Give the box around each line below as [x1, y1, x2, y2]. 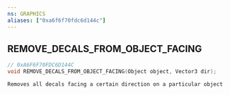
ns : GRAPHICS [7, 10, 46, 18]
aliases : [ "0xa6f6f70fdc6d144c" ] [7, 17, 106, 24]
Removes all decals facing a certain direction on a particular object [7, 81, 223, 88]
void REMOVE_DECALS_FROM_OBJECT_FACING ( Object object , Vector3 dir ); [7, 68, 217, 75]
